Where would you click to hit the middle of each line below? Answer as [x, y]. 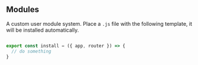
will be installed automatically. [43, 30]
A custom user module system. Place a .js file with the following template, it [99, 23]
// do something [31, 51]
